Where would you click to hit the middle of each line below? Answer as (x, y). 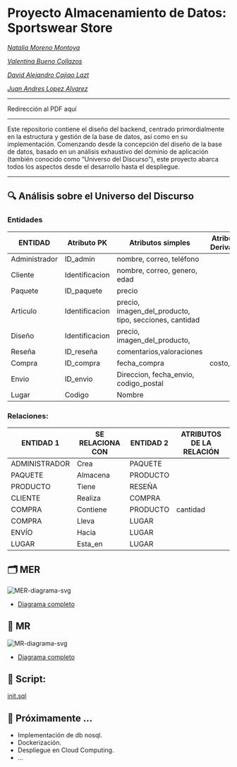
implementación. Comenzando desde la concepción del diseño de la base (115, 144)
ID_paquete (84, 291)
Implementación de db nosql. (60, 735)
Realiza (89, 497)
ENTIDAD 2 (150, 442)
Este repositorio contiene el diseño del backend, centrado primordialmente (116, 129)
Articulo (24, 310)
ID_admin (80, 259)
